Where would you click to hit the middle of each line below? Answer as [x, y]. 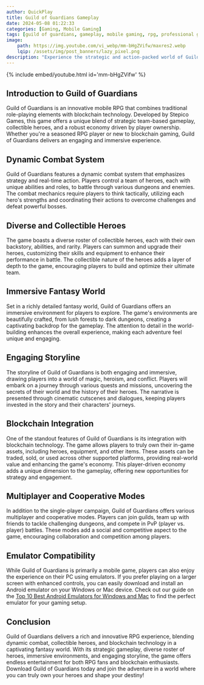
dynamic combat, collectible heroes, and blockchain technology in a [92, 642]
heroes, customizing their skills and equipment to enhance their [86, 253]
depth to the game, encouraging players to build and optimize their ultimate [100, 266]
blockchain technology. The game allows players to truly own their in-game [100, 445]
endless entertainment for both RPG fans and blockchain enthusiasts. [93, 662]
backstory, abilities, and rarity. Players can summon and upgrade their [94, 247]
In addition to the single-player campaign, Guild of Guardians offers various [100, 511]
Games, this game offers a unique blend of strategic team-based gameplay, [101, 121]
